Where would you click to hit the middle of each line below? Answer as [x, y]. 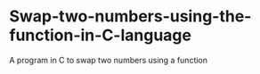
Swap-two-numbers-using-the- [130, 16]
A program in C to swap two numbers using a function [108, 60]
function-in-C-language [100, 35]
